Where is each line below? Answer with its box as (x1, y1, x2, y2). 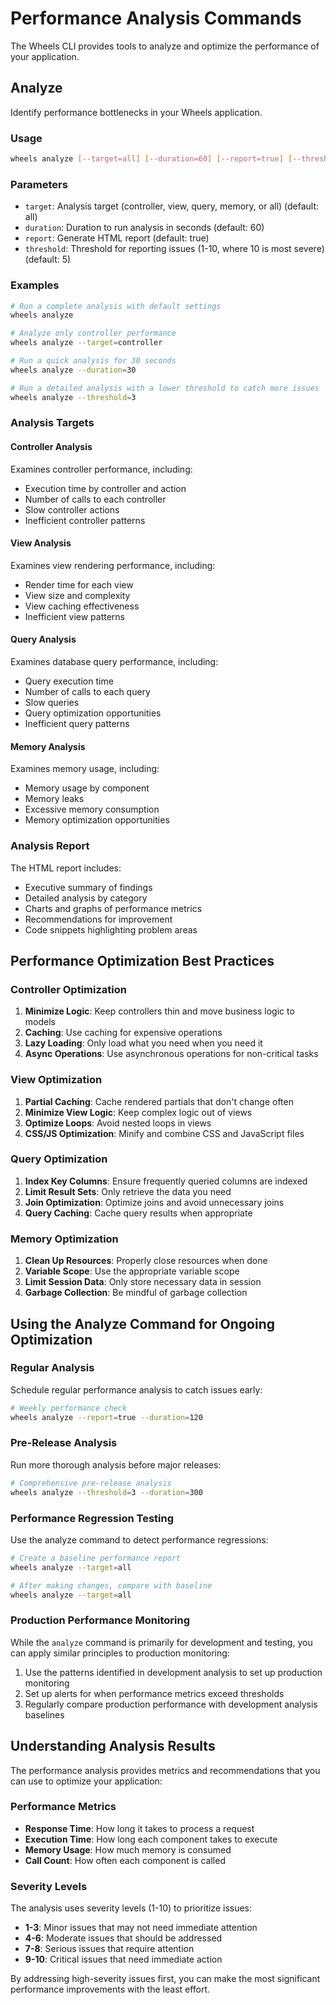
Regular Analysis (10, 1361, 95, 1375)
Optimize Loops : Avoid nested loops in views (24, 1117, 212, 1129)
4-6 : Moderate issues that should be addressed (24, 1932, 223, 1944)
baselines (24, 1708, 65, 1721)
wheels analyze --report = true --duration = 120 (10, 1412, 203, 1422)
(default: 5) (24, 253, 72, 266)
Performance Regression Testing (10, 1511, 174, 1525)
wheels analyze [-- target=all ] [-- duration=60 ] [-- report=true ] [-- (10, 154, 302, 164)
